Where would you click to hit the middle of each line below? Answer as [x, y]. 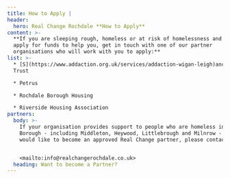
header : [18, 20]
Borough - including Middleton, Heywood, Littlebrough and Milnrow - [121, 133]
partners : [21, 114]
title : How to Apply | [39, 13]
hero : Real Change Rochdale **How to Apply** [79, 26]
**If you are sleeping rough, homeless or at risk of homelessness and [118, 39]
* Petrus [26, 83]
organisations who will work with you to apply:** [87, 52]
